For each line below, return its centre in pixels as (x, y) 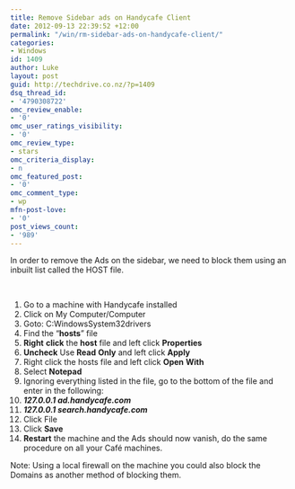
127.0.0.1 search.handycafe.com (85, 410)
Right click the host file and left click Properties (113, 343)
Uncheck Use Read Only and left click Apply (107, 352)
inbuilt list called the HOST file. (67, 270)
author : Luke (35, 68)
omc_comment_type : (44, 193)
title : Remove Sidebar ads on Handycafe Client (101, 18)
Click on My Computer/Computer (84, 315)
